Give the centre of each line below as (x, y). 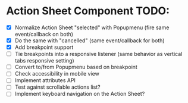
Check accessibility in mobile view (57, 74)
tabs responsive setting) (44, 61)
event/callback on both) (44, 34)
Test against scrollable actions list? (57, 87)
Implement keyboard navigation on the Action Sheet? (80, 94)
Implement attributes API (45, 80)
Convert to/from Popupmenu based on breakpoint (76, 67)
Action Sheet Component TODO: (88, 11)
